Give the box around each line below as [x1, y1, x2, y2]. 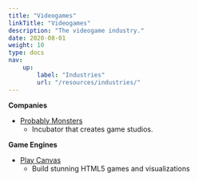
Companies [8, 100, 48, 110]
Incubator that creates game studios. [31, 124, 153, 134]
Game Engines [8, 140, 57, 149]
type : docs [8, 49, 45, 57]
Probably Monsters [19, 116, 83, 125]
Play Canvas [19, 155, 61, 164]
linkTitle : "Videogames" [8, 19, 91, 27]
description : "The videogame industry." [8, 26, 145, 34]
